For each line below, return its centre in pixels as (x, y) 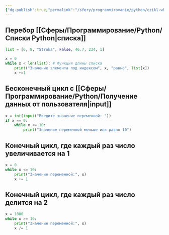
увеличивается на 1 (37, 153)
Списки (18, 38)
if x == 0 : (17, 121)
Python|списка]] (59, 38)
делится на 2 (26, 203)
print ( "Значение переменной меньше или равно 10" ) (77, 130)
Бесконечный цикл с (40, 89)
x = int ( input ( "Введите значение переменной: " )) (58, 116)
